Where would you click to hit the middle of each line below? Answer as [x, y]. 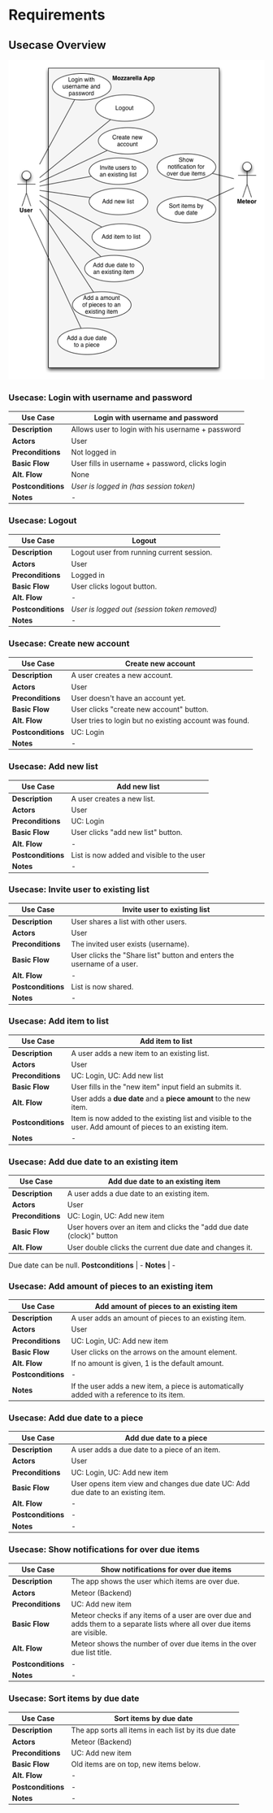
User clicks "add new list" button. [127, 833]
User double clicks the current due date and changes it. [160, 1247]
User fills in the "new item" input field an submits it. [156, 1087]
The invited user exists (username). [130, 944]
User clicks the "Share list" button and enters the [152, 955]
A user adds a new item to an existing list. [140, 1053]
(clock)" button [93, 1236]
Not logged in [93, 452]
